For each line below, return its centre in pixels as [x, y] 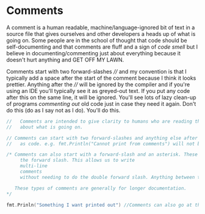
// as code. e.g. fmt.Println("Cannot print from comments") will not [101, 143]
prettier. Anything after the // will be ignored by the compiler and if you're [98, 84]
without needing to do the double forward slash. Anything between [107, 177]
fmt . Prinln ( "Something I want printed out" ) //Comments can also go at [99, 205]
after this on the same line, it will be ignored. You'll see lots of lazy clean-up [101, 97]
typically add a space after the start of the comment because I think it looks [101, 78]
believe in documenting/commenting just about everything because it [94, 53]
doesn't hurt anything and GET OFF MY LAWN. [65, 60]
